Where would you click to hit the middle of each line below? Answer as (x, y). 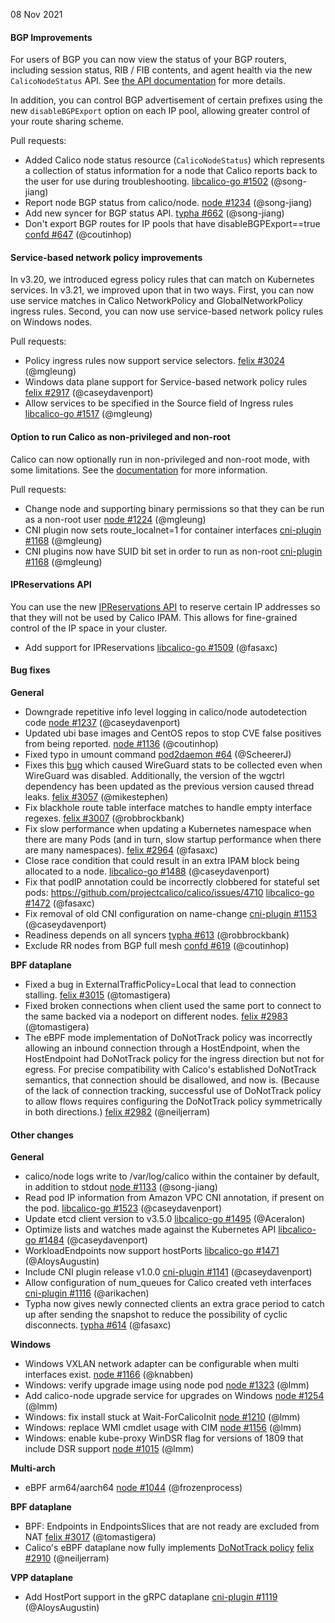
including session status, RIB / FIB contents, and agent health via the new (161, 70)
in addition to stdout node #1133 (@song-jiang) (121, 1187)
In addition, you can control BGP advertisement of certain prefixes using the (166, 100)
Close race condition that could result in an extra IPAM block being (162, 861)
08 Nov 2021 (36, 14)
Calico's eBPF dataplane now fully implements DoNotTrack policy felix (169, 1548)
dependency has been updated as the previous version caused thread (169, 786)
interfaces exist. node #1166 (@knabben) (109, 1375)
